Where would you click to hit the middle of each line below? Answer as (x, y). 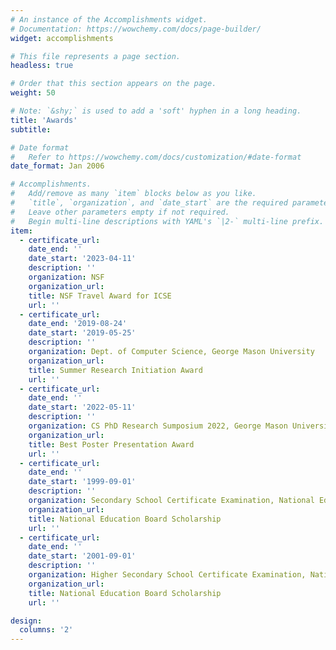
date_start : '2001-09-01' (82, 556)
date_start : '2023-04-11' (82, 259)
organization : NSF (66, 277)
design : (26, 621)
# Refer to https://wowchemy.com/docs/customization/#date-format (156, 157)
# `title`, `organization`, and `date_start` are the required (149, 203)
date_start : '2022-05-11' (82, 407)
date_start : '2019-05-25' (82, 333)
